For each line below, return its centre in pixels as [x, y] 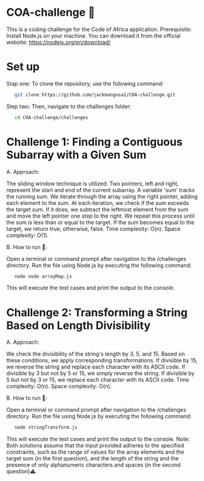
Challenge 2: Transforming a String [97, 312]
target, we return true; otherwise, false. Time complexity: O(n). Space [93, 229]
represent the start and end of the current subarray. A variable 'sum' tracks [100, 190]
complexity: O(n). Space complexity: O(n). [59, 386]
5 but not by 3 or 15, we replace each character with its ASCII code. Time [98, 380]
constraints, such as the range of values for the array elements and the [95, 452]
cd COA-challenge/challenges [51, 117]
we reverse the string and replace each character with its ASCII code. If [96, 367]
